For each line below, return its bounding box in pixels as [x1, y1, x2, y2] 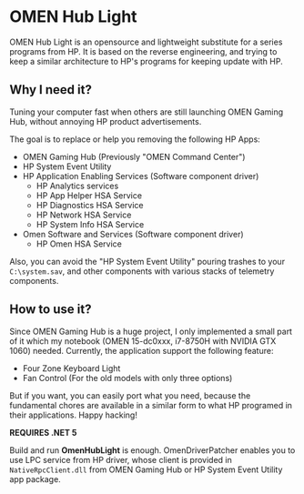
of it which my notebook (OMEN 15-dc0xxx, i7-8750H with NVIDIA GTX [9, 335, 277, 347]
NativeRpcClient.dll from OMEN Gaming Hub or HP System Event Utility [9, 464, 283, 475]
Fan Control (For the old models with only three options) [22, 372, 233, 383]
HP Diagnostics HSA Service [35, 199, 144, 210]
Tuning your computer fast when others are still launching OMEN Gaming [9, 106, 284, 117]
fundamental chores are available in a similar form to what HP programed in [9, 399, 293, 410]
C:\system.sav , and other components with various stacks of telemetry [9, 266, 275, 277]
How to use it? [9, 302, 92, 318]
